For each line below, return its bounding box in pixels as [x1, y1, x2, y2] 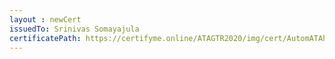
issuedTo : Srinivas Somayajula [9, 24, 140, 34]
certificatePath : [9, 33, 82, 43]
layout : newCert [9, 14, 82, 25]
